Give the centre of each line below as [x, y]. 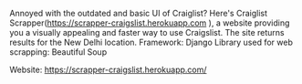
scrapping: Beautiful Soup [58, 52]
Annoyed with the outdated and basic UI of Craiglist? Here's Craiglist [138, 13]
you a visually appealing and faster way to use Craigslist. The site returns [147, 32]
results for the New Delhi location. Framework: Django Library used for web [151, 42]
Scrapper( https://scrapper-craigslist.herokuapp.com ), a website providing [150, 23]
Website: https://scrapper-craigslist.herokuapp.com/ [108, 69]
